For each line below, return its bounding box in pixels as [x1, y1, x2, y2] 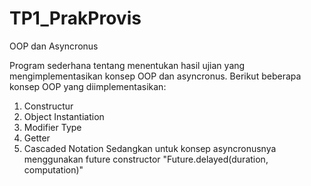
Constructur [23, 100, 74, 112]
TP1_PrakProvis [9, 7, 142, 30]
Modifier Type [23, 121, 82, 133]
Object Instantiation [23, 110, 105, 122]
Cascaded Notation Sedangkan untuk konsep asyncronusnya [23, 142, 277, 154]
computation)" [23, 163, 84, 176]
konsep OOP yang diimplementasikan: [9, 80, 167, 92]
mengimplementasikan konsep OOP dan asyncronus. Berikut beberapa [9, 70, 302, 82]
